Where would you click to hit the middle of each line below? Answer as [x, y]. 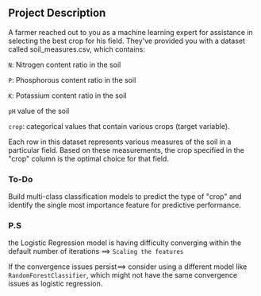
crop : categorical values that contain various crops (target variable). [119, 126]
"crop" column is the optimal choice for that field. [88, 158]
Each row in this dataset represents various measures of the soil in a [120, 142]
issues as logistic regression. [56, 284]
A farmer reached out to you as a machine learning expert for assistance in [131, 32]
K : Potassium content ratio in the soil [67, 95]
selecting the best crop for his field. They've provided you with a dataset [127, 41]
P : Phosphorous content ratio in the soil [72, 80]
